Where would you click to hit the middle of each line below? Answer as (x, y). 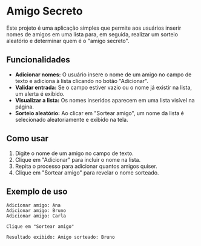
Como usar (28, 138)
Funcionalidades (38, 60)
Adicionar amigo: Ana (34, 205)
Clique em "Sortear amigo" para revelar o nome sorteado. (87, 172)
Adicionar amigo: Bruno (36, 211)
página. (25, 107)
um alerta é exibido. (40, 94)
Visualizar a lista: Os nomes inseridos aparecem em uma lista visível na (105, 100)
